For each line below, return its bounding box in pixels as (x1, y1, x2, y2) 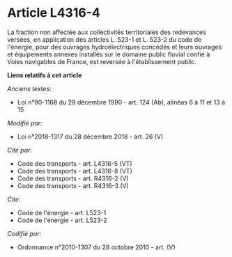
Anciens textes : (7, 84, 52, 93)
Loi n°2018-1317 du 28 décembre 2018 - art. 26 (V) (17, 132, 164, 141)
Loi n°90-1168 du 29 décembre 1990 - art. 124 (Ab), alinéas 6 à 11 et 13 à (17, 98, 226, 106)
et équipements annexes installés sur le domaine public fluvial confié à (7, 50, 210, 59)
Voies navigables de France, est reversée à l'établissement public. (7, 57, 197, 65)
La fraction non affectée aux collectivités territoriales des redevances (7, 28, 207, 36)
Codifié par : (7, 229, 42, 237)
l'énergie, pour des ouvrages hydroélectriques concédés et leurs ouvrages (7, 42, 222, 51)
